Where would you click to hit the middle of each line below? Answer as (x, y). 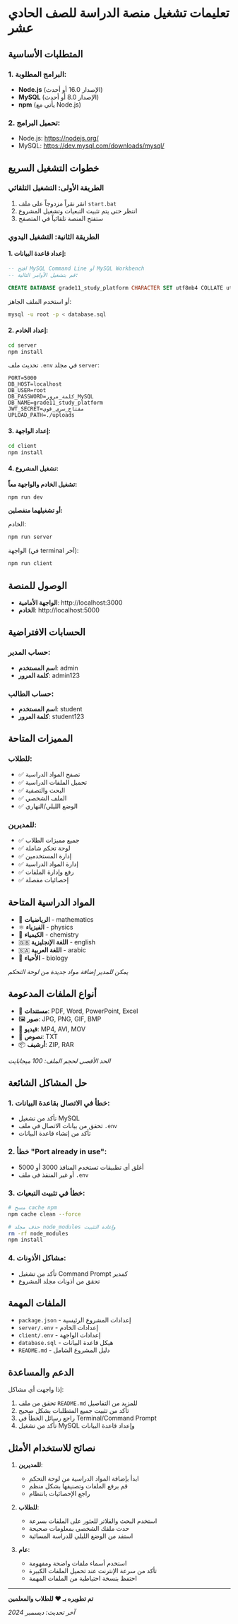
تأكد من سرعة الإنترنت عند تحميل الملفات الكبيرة (93, 1571)
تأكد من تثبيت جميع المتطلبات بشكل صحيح (73, 1411)
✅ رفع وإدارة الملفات (46, 872)
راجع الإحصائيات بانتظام (59, 1494)
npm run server (30, 537)
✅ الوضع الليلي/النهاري (48, 806)
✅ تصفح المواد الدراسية (49, 774)
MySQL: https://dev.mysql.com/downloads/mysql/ (91, 146)
